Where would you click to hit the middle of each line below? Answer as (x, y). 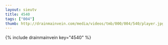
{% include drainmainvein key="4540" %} (48, 38)
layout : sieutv (21, 10)
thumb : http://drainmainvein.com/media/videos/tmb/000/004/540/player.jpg (85, 23)
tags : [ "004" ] (20, 19)
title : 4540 (17, 14)
